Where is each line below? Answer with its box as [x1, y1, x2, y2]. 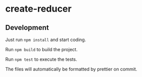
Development [5, 23, 50, 32]
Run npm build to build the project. [5, 47, 78, 52]
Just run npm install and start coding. [5, 36, 86, 43]
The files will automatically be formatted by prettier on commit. [5, 66, 137, 72]
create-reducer [5, 3, 72, 15]
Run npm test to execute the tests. [5, 56, 78, 62]
